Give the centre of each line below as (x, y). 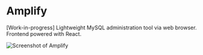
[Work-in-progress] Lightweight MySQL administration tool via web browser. (101, 27)
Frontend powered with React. (44, 33)
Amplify (27, 11)
